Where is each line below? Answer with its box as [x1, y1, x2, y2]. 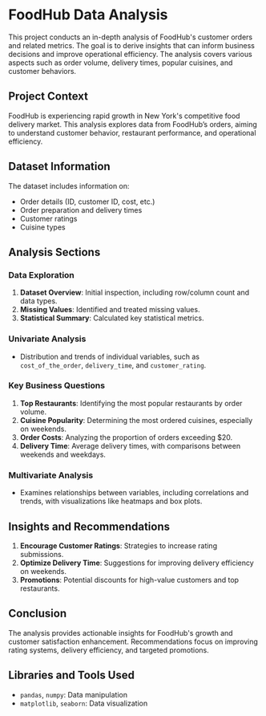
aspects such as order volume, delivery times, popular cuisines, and [8, 58, 233, 67]
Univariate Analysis [8, 333, 87, 344]
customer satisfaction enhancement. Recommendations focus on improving [8, 637, 258, 646]
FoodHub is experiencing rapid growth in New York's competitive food [8, 111, 240, 120]
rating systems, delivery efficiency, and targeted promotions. [8, 645, 210, 655]
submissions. [19, 549, 64, 559]
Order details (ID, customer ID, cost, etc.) [19, 197, 155, 206]
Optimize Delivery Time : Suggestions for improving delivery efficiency [19, 558, 254, 568]
